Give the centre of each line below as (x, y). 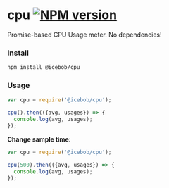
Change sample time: (39, 139)
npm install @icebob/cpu (44, 68)
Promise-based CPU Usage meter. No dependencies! (84, 35)
